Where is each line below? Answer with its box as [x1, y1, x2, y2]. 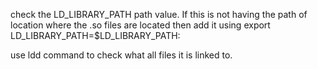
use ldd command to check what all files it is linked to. [10, 49, 233, 61]
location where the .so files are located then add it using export [10, 19, 271, 31]
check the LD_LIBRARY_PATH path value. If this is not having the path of [10, 9, 308, 20]
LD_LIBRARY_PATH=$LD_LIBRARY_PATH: [10, 30, 181, 41]
